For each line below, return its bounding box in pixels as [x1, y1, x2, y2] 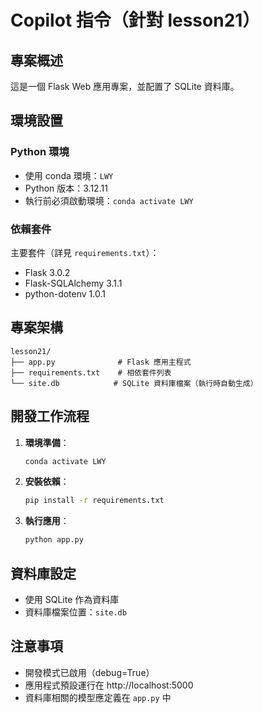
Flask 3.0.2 [24, 266, 71, 278]
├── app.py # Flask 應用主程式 [10, 357, 192, 367]
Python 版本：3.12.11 [24, 182, 108, 194]
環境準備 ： [24, 436, 70, 448]
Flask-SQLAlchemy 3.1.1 [24, 277, 123, 289]
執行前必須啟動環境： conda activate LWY [24, 194, 194, 206]
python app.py [24, 535, 84, 545]
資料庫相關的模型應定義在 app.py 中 [24, 691, 172, 703]
